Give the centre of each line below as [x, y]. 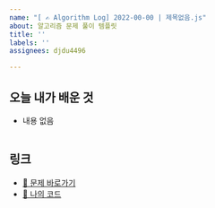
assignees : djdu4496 [48, 51]
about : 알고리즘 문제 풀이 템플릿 [63, 26]
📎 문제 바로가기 [49, 182]
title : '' [28, 34]
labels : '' [30, 43]
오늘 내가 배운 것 [52, 97]
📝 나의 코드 [42, 194]
